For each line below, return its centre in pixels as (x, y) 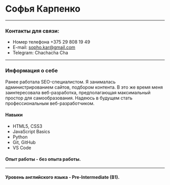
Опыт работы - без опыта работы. (43, 159)
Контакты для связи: (32, 31)
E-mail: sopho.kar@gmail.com (44, 47)
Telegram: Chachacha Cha (40, 53)
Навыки (14, 115)
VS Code (22, 147)
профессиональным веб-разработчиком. (50, 103)
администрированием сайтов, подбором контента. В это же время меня (84, 87)
